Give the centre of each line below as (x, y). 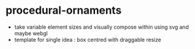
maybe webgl (31, 33)
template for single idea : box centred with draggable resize (88, 39)
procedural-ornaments (64, 10)
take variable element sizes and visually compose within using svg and (101, 27)
